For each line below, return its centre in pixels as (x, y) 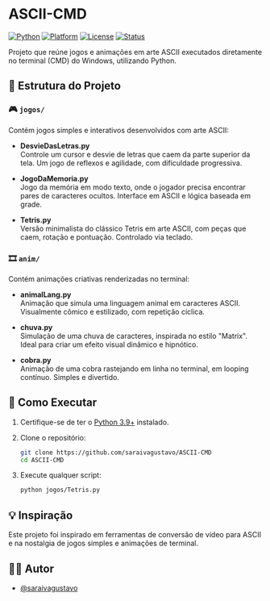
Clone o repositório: (53, 437)
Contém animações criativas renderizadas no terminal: (99, 278)
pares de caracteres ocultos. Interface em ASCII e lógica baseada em (135, 195)
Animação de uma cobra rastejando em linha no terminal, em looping (134, 369)
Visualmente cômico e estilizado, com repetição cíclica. (112, 311)
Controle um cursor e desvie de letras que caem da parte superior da (135, 154)
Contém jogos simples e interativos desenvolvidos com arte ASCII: (119, 130)
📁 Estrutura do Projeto (64, 86)
